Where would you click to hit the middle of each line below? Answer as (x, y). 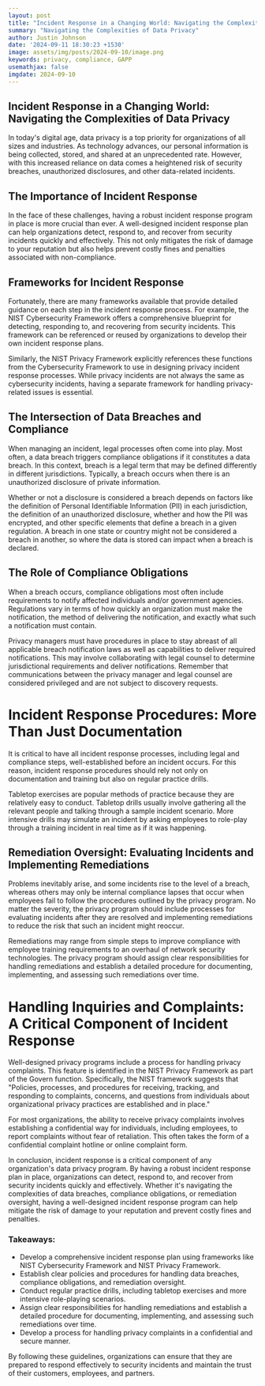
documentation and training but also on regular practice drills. (108, 778)
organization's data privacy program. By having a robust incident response (129, 1168)
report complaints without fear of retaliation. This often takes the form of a (129, 1137)
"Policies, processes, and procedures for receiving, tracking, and (114, 1088)
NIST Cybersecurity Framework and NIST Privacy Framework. (120, 1265)
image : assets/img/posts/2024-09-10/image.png (86, 52)
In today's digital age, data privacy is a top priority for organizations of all (127, 138)
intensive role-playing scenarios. (73, 1299)
